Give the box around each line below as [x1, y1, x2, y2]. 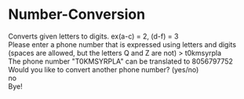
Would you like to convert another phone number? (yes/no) [8, 64, 199, 74]
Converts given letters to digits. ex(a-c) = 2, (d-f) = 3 [8, 31, 179, 41]
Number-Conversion [8, 5, 146, 24]
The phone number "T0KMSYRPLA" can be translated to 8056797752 [8, 57, 234, 66]
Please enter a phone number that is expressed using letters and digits [8, 39, 237, 49]
